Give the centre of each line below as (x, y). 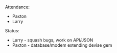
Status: (12, 31)
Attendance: (17, 7)
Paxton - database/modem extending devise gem (62, 45)
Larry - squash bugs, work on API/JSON (53, 40)
